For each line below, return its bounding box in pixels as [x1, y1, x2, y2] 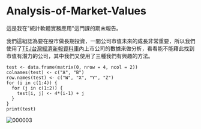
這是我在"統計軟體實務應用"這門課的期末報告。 [6, 24, 122, 32]
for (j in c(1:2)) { [11, 85, 63, 91]
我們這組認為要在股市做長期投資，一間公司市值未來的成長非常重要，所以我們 [6, 37, 196, 44]
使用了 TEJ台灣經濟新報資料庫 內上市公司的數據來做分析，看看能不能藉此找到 [6, 45, 195, 52]
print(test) [6, 106, 36, 112]
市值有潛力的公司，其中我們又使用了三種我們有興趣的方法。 [6, 52, 154, 59]
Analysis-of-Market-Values [6, 4, 147, 18]
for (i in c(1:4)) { [6, 79, 58, 86]
